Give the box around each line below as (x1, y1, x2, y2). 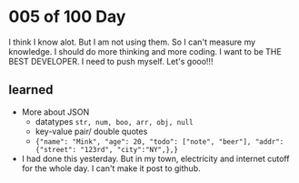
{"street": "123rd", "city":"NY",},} (35, 145, 179, 154)
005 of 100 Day (8, 6, 126, 27)
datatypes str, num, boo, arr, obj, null (35, 116, 194, 127)
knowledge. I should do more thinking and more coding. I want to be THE (8, 46, 283, 56)
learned (8, 82, 54, 97)
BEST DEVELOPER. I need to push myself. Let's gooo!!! (8, 56, 214, 66)
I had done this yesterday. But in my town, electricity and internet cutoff (21, 153, 290, 164)
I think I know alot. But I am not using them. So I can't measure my (8, 36, 256, 47)
